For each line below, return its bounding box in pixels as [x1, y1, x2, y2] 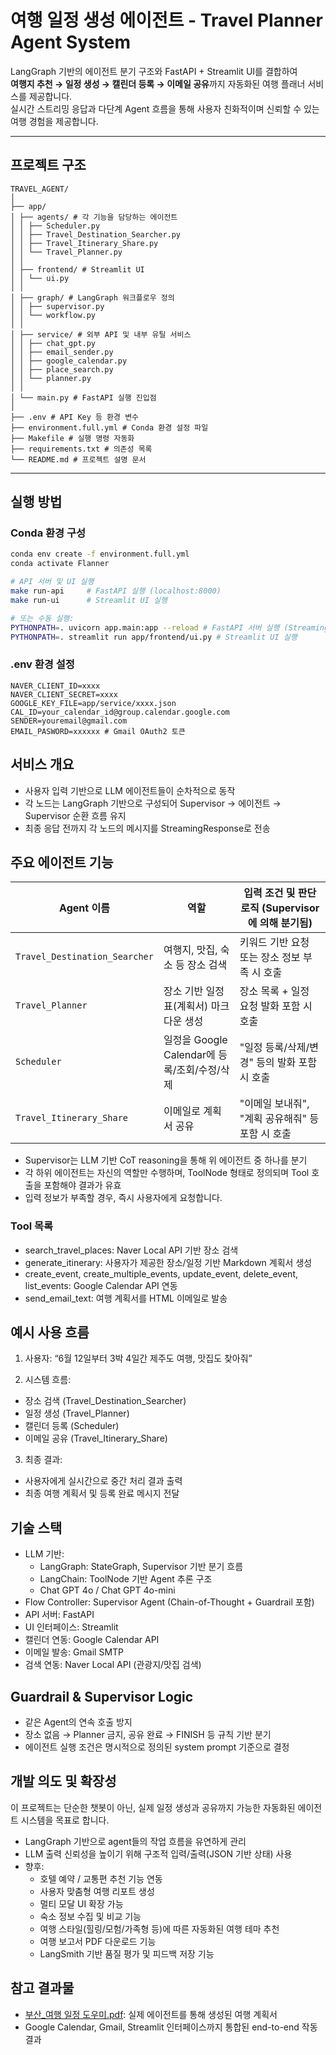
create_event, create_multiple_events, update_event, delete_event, [24, 1267, 298, 1280]
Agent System [10, 31, 132, 54]
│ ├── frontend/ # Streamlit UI [10, 264, 145, 275]
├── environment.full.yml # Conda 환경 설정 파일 [10, 422, 209, 433]
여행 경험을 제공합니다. [10, 115, 99, 127]
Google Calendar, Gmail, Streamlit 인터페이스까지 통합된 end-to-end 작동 [24, 2021, 318, 2033]
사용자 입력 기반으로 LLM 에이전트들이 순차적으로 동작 [24, 784, 236, 796]
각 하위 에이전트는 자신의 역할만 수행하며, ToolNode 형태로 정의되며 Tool [24, 1167, 310, 1179]
